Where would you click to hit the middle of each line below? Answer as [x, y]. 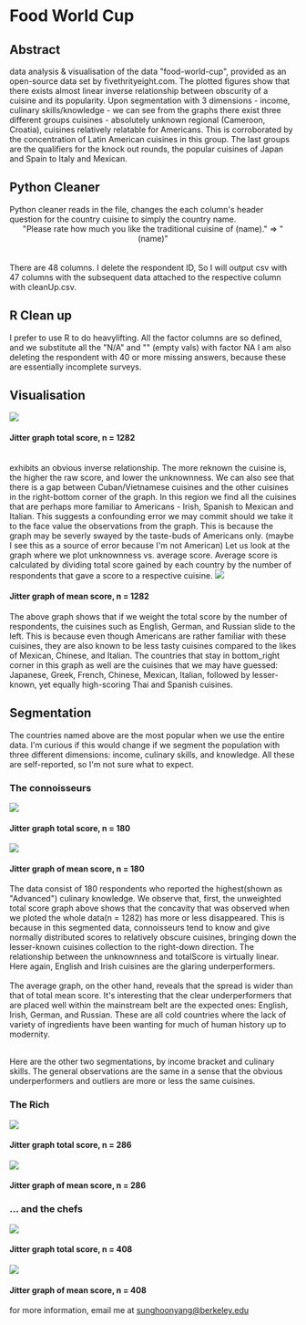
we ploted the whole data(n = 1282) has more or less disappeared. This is [147, 918]
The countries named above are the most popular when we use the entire [147, 735]
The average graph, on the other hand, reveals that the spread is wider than [152, 986]
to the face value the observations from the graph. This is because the [142, 526]
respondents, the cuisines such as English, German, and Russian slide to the [153, 626]
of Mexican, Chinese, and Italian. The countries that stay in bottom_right [145, 655]
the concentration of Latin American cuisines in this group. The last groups [149, 139]
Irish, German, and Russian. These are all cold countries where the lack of [148, 1015]
